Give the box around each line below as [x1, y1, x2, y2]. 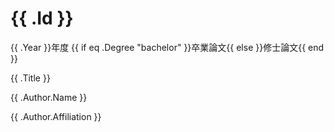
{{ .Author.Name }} [10, 91, 88, 103]
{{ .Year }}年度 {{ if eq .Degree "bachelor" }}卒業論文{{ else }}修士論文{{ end [10, 41, 325, 53]
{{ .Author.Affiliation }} [10, 110, 102, 122]
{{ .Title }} [10, 72, 51, 84]
